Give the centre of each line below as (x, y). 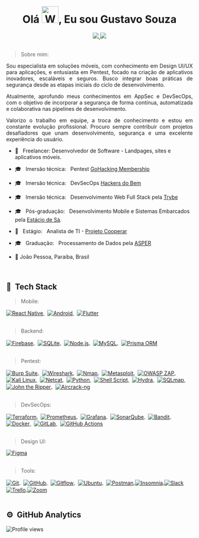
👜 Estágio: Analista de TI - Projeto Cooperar (71, 231)
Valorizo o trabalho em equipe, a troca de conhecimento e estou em (99, 120)
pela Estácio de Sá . (38, 219)
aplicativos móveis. (38, 157)
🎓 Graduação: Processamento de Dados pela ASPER (83, 243)
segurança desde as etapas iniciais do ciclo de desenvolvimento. (86, 85)
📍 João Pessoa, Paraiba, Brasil (52, 257)
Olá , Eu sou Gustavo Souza (99, 19)
